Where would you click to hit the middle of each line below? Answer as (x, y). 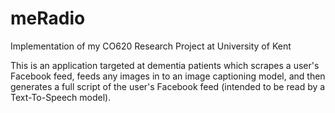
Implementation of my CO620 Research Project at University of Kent (151, 46)
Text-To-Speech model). (61, 97)
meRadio (48, 18)
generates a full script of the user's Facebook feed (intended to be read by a (168, 86)
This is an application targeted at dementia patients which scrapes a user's (165, 65)
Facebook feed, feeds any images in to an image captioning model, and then (168, 76)
